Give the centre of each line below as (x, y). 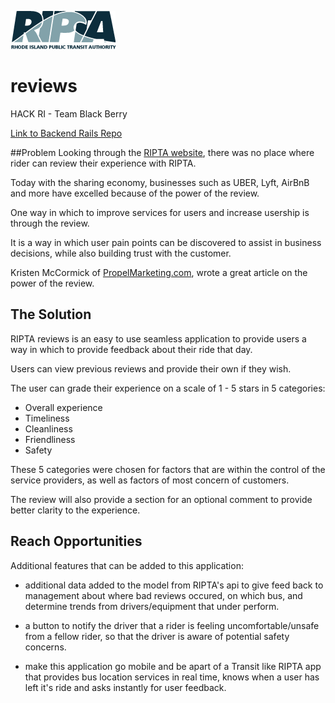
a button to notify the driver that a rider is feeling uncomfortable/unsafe (172, 625)
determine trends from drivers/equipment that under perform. (152, 606)
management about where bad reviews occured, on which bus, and (163, 595)
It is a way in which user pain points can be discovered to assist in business (166, 242)
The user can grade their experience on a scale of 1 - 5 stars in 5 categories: (168, 388)
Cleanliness (48, 428)
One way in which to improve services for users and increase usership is (160, 212)
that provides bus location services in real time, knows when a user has (172, 677)
